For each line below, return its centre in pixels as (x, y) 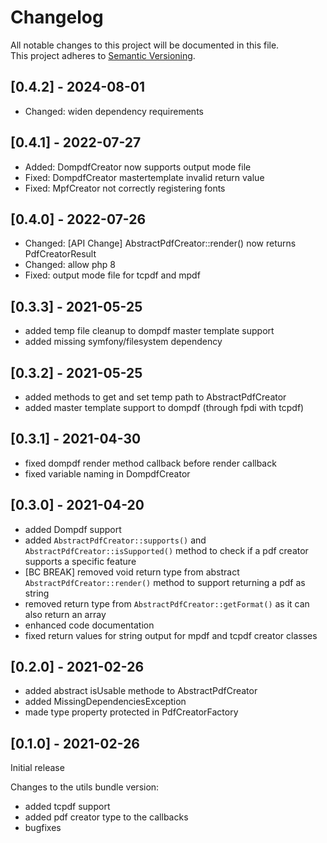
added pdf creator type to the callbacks (106, 817)
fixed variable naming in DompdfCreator (107, 473)
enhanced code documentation (89, 625)
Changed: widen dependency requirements (114, 111)
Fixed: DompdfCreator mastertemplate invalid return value (144, 177)
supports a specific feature (80, 561)
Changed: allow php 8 (70, 265)
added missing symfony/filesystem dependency (123, 342)
